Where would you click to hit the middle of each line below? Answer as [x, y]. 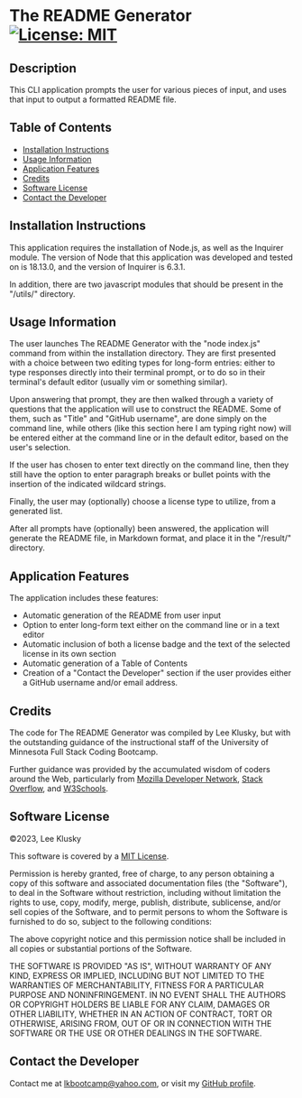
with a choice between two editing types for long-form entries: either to [142, 363]
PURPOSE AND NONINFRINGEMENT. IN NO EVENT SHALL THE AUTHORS [148, 994]
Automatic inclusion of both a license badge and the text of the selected [156, 644]
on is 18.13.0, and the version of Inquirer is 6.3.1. [98, 266]
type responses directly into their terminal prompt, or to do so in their [137, 373]
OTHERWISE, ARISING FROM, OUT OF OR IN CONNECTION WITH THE [141, 1023]
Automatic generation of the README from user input [122, 615]
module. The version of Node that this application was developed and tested [151, 257]
